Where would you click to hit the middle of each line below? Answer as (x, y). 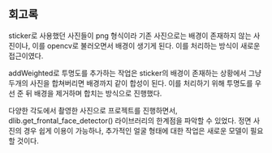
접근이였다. (26, 56)
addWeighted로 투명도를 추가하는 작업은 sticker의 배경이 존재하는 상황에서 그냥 (135, 73)
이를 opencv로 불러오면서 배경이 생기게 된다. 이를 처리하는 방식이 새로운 (146, 45)
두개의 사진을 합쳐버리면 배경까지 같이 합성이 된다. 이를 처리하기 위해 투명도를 (131, 83)
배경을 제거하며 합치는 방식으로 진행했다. (98, 93)
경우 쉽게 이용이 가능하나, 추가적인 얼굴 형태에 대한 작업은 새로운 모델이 (136, 130)
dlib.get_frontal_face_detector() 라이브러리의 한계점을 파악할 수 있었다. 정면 (130, 121)
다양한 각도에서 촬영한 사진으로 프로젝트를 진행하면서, (93, 110)
